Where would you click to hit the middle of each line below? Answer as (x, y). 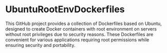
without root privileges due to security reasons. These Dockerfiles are (79, 34)
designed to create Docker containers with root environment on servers (81, 29)
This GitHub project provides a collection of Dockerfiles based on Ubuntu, (83, 23)
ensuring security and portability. (40, 45)
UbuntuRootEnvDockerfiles (65, 9)
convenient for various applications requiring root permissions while (77, 40)
